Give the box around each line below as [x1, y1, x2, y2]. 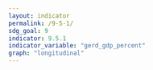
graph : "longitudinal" [8, 49, 85, 57]
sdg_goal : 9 [8, 27, 48, 35]
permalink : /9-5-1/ [8, 19, 74, 27]
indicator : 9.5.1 [8, 34, 67, 43]
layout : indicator [8, 11, 70, 20]
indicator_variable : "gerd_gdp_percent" [8, 42, 147, 50]
